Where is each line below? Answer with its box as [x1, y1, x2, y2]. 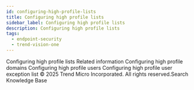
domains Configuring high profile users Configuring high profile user [6, 64, 173, 71]
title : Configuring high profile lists [6, 14, 104, 20]
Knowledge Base [6, 76, 47, 83]
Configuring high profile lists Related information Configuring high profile [6, 57, 183, 65]
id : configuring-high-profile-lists [6, 8, 96, 15]
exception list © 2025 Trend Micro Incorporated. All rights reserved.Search [6, 70, 189, 78]
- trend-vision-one [11, 42, 60, 48]
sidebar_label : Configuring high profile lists [6, 20, 126, 25]
